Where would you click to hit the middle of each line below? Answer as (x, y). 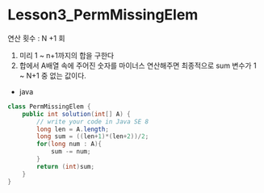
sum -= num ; (71, 152)
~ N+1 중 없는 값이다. (52, 75)
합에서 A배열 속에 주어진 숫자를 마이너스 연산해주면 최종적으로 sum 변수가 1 (138, 65)
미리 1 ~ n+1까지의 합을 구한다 (67, 55)
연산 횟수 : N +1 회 (36, 38)
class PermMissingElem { (49, 107)
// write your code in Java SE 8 (93, 122)
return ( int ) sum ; (65, 166)
